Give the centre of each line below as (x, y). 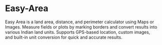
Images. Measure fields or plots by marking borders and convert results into (81, 27)
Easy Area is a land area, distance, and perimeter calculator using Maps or (80, 22)
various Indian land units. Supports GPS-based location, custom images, (78, 32)
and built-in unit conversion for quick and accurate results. (64, 37)
